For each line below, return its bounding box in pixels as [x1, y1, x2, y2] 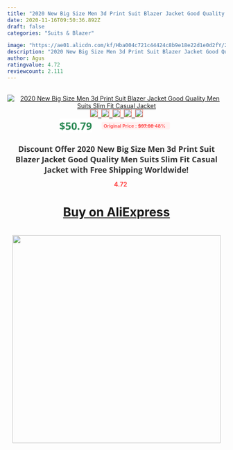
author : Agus [7, 55, 45, 62]
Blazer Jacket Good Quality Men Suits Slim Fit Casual [15, 153, 218, 165]
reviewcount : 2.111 [7, 67, 64, 75]
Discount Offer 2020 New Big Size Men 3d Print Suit [18, 143, 215, 155]
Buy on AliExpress [62, 205, 171, 220]
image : [7, 42, 26, 49]
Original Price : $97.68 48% [103, 122, 166, 129]
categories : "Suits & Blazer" [7, 29, 95, 37]
